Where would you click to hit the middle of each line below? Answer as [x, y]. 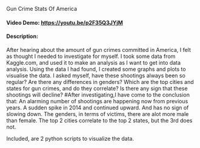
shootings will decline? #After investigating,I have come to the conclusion [98, 95]
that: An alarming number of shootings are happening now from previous [97, 101]
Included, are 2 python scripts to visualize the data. [70, 138]
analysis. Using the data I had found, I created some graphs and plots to [96, 69]
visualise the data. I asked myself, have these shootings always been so [96, 76]
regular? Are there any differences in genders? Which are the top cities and [100, 82]
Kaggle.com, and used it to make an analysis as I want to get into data [93, 62]
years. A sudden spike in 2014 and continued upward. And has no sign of [98, 108]
